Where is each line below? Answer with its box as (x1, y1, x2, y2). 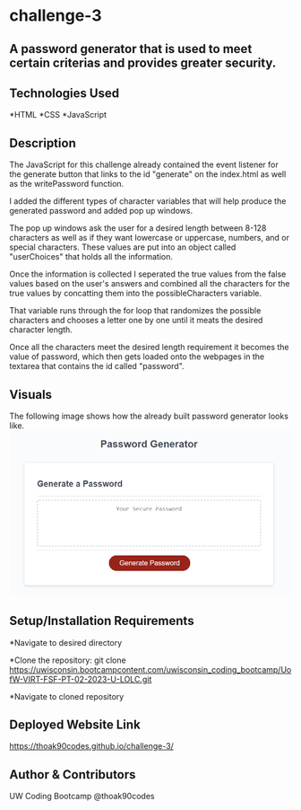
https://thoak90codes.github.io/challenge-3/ (9, 741, 175, 752)
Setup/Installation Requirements (9, 613, 194, 629)
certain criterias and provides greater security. (9, 55, 277, 70)
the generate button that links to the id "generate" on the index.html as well (9, 169, 287, 180)
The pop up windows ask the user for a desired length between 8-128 (9, 223, 267, 233)
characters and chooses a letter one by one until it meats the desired (9, 315, 263, 326)
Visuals (9, 387, 52, 402)
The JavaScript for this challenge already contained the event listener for (9, 159, 279, 171)
